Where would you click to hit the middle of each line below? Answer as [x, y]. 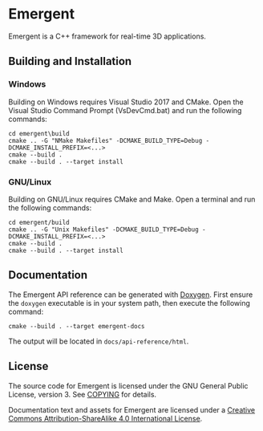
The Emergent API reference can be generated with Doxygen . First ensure [131, 295]
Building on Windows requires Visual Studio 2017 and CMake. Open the [126, 102]
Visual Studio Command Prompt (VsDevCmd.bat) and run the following [125, 110]
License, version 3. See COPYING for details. [83, 394]
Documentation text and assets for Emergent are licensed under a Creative [132, 409]
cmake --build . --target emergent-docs [77, 326]
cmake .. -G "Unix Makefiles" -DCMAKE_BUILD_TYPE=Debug [103, 230]
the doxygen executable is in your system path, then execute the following [129, 303]
